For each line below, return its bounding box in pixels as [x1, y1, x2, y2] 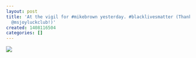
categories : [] [6, 30, 43, 36]
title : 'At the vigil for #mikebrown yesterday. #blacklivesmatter [6, 14, 174, 20]
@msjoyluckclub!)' [11, 19, 57, 25]
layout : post [6, 8, 38, 14]
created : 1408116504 [6, 24, 57, 31]
